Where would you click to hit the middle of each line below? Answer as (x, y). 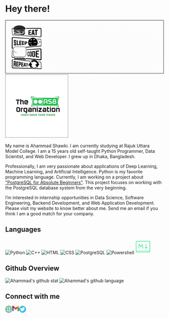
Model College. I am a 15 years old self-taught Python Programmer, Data (80, 151)
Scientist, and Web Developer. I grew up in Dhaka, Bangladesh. (70, 157)
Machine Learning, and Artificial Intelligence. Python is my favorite (74, 172)
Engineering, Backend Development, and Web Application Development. (80, 203)
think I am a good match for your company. (50, 214)
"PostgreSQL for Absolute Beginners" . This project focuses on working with (83, 183)
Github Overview (32, 268)
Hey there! (28, 9)
